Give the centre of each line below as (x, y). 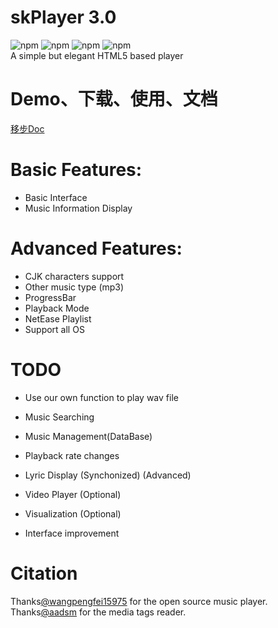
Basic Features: (76, 170)
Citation (44, 573)
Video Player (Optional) (73, 494)
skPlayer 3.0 (63, 17)
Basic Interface (56, 197)
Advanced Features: (96, 248)
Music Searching (59, 417)
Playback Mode (57, 308)
